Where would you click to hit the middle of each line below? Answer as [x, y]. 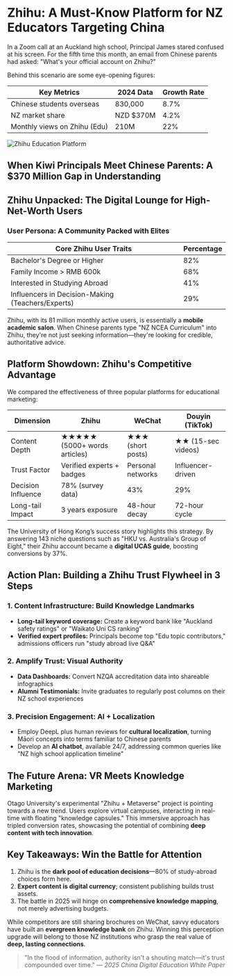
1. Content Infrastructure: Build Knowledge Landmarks [101, 606]
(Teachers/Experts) [42, 303]
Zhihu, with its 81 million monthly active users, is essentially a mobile [105, 320]
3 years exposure [89, 510]
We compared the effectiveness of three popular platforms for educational [113, 391]
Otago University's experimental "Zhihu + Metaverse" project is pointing [110, 803]
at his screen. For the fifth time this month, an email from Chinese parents [112, 54]
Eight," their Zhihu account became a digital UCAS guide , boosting [103, 546]
